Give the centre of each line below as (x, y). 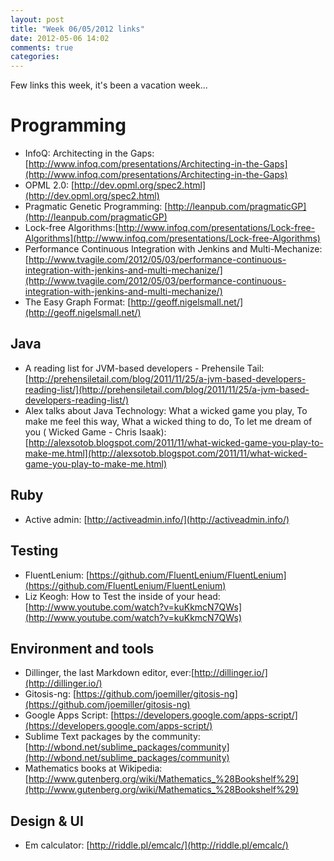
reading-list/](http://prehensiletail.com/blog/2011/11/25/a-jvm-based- (167, 389)
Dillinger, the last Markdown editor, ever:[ (109, 673)
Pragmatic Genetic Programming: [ (96, 207)
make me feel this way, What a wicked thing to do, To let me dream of (168, 421)
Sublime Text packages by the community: (112, 737)
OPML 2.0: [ (49, 185)
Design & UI (47, 821)
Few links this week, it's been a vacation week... (109, 85)
